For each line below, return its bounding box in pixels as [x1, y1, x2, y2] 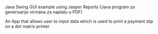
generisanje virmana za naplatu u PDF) [5, 9, 82, 15]
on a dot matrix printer [5, 23, 50, 29]
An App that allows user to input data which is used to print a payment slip [5, 19, 154, 24]
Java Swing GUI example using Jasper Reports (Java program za [5, 4, 135, 10]
